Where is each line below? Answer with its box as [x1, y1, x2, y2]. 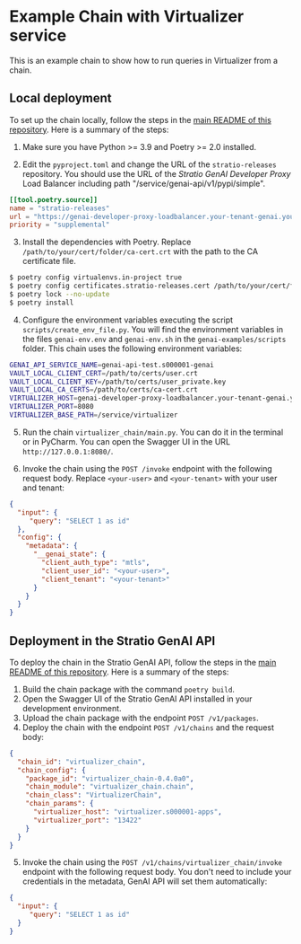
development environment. [21, 702, 123, 713]
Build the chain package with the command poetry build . [21, 684, 236, 694]
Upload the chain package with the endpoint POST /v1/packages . [21, 712, 260, 723]
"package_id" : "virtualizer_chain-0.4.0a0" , [25, 774, 194, 783]
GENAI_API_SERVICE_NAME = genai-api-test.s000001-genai [9, 360, 215, 369]
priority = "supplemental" [9, 220, 110, 230]
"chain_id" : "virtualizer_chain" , [17, 757, 146, 766]
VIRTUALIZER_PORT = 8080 [9, 402, 94, 411]
